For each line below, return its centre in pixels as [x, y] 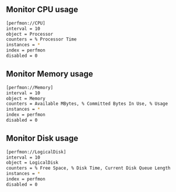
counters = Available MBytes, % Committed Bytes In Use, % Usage [87, 104]
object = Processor [30, 34]
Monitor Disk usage [42, 138]
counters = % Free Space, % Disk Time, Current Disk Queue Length [88, 168]
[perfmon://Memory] [30, 87]
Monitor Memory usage [50, 74]
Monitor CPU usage [42, 10]
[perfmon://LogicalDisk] [36, 152]
